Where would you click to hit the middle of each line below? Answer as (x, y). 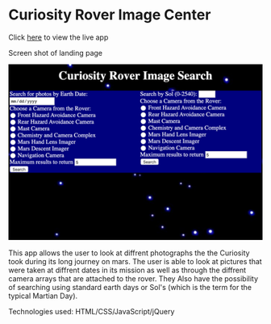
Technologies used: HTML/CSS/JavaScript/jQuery (92, 312)
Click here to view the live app (58, 37)
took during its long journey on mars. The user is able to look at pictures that (135, 262)
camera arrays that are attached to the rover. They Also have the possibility (133, 279)
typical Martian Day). (43, 296)
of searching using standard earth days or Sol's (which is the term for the (130, 288)
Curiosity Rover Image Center (110, 15)
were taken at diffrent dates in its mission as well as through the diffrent (127, 270)
